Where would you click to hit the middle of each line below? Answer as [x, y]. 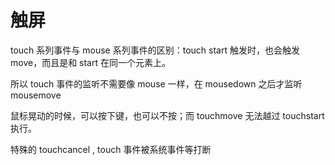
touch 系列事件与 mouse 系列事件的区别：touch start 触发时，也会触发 [155, 50]
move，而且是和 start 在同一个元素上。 [90, 62]
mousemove [36, 95]
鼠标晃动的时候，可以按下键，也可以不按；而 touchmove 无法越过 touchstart [167, 115]
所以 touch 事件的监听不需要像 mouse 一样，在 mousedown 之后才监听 [156, 83]
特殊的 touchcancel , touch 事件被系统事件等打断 [111, 149]
